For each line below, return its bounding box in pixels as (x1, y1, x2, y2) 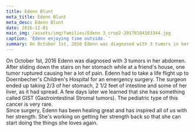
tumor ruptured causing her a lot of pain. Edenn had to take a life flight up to (6, 70, 189, 77)
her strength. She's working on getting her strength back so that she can (6, 113, 181, 120)
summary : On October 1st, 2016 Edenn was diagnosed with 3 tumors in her (6, 41, 190, 47)
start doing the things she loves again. (6, 119, 98, 126)
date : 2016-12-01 (6, 25, 48, 31)
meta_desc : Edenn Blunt (6, 19, 64, 25)
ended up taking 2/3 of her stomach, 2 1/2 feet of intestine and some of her (6, 82, 187, 89)
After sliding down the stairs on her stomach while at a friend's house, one (6, 63, 185, 70)
